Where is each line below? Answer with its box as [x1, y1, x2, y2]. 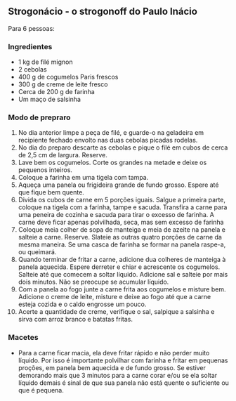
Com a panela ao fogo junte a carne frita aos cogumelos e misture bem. [18, 285, 227, 294]
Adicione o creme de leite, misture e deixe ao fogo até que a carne [18, 293, 211, 301]
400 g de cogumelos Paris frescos [18, 73, 119, 81]
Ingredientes [8, 41, 53, 51]
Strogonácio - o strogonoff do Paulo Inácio [8, 6, 197, 18]
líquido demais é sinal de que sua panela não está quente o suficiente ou [18, 379, 229, 387]
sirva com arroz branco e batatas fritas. [18, 315, 133, 324]
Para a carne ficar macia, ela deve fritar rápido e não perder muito [18, 348, 210, 357]
